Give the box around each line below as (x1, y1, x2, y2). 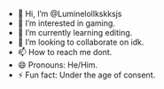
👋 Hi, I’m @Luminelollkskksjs (17, 9, 122, 19)
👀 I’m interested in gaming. (17, 18, 115, 28)
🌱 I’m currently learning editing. (17, 28, 133, 37)
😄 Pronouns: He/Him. (17, 60, 98, 70)
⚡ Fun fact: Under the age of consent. (17, 69, 156, 80)
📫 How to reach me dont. (17, 47, 113, 57)
